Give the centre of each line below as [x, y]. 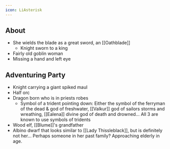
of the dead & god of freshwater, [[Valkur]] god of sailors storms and [92, 109]
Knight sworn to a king [44, 48]
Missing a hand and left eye [42, 59]
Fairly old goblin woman [38, 53]
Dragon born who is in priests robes [50, 98]
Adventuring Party [35, 75]
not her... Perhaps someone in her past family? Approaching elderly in [86, 136]
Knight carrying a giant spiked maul [50, 87]
